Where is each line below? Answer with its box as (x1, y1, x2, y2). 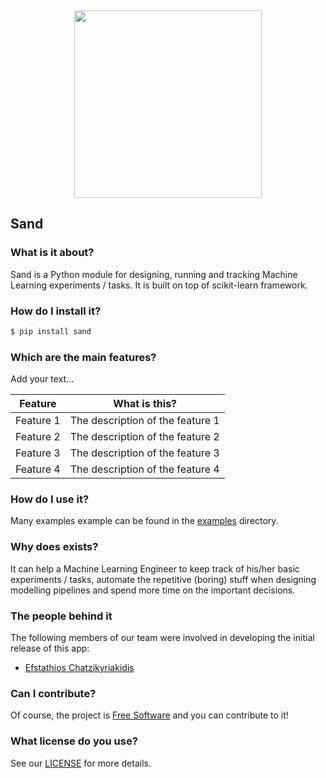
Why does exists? (10, 540, 99, 554)
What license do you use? (10, 734, 138, 748)
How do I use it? (10, 492, 90, 506)
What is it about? (10, 246, 95, 260)
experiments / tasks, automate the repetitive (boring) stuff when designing (10, 573, 317, 585)
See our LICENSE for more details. (10, 757, 152, 769)
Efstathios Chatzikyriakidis (24, 662, 135, 674)
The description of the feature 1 (69, 414, 220, 428)
